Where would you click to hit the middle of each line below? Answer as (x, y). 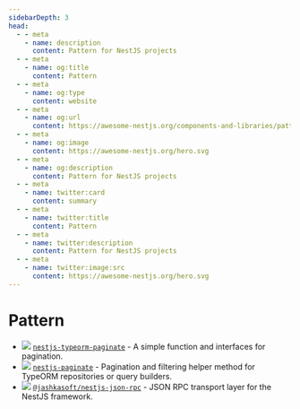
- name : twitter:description (79, 243)
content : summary (64, 201)
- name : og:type (55, 92)
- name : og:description (69, 168)
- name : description (63, 43)
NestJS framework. (57, 396)
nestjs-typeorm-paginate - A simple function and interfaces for (149, 346)
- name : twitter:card (64, 193)
